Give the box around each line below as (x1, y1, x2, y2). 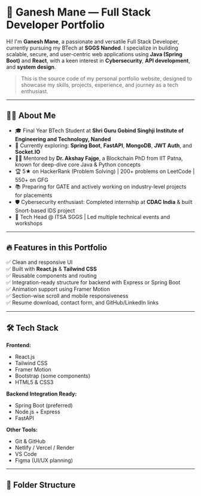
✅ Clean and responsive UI (6, 258, 73, 266)
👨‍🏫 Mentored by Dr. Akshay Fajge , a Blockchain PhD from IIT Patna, (14, 154, 184, 162)
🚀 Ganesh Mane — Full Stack (6, 5, 151, 19)
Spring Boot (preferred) (14, 402, 73, 409)
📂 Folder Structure (6, 480, 76, 490)
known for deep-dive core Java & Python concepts (14, 161, 141, 168)
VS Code (14, 451, 37, 458)
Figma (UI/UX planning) (14, 457, 74, 464)
